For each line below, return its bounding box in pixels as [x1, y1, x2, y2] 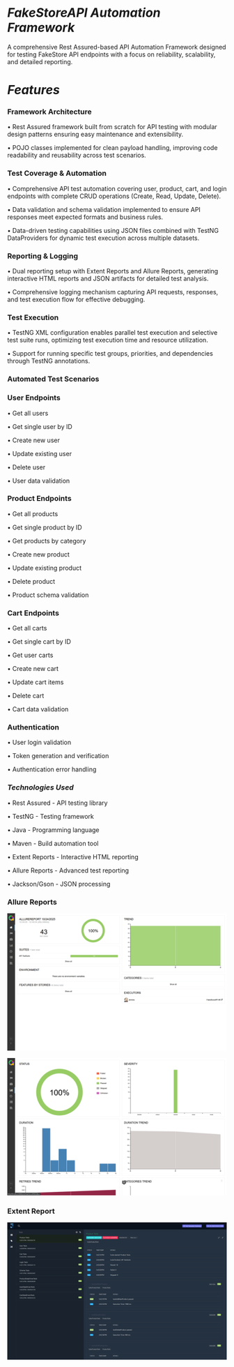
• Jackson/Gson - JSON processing [7, 879, 111, 888]
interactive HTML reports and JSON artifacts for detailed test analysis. [7, 274, 209, 283]
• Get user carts [7, 651, 54, 660]
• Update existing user [7, 449, 72, 458]
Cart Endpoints [7, 608, 59, 618]
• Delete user [7, 462, 46, 471]
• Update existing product [7, 564, 82, 572]
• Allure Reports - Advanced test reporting [7, 866, 130, 875]
